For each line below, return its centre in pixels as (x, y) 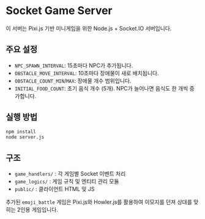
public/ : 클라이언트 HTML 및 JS (54, 189)
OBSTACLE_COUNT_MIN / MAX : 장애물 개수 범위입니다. (73, 81)
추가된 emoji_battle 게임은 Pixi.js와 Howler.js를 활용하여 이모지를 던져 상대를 (99, 202)
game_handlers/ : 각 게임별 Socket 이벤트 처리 (70, 174)
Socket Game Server (59, 11)
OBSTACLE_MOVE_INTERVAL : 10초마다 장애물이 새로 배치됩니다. (87, 73)
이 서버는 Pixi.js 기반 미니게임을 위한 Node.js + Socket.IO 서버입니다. (89, 28)
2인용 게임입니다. (38, 210)
